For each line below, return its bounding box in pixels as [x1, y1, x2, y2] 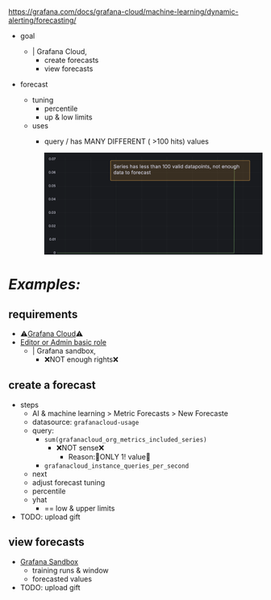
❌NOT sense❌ [56, 443, 105, 452]
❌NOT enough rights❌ [44, 355, 119, 364]
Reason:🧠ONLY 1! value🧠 [68, 451, 151, 461]
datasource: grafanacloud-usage [31, 417, 140, 426]
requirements [8, 307, 78, 321]
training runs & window [31, 565, 109, 575]
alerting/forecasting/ [8, 15, 77, 25]
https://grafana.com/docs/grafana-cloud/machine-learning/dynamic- [8, 7, 240, 16]
